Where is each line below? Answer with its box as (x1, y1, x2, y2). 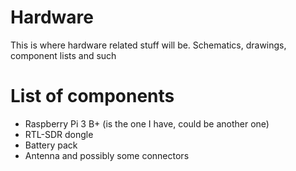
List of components (10, 85, 175, 108)
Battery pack (24, 139, 78, 151)
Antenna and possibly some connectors (24, 149, 190, 161)
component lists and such (10, 49, 117, 61)
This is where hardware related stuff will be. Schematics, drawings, (10, 39, 287, 51)
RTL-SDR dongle (24, 128, 94, 140)
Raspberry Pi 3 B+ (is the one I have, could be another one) (24, 117, 270, 130)
